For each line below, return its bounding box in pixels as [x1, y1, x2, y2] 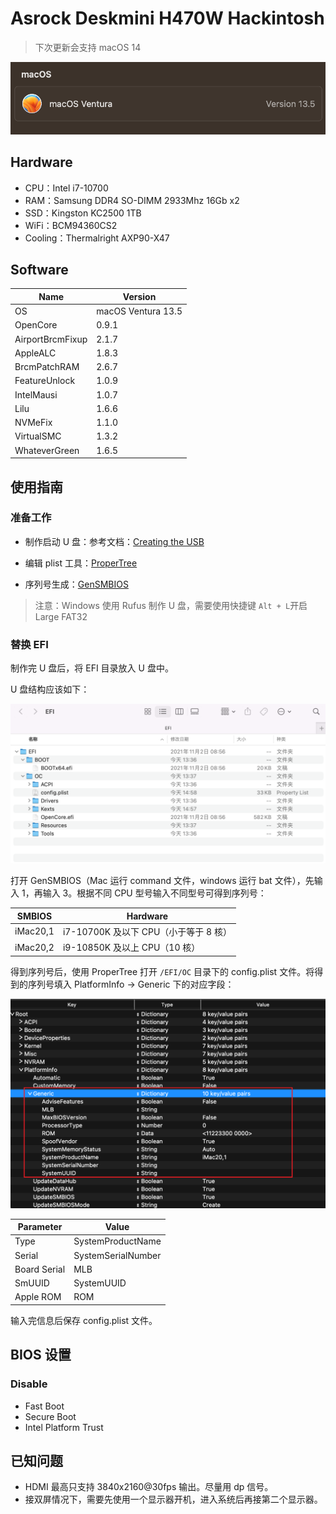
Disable [10, 1377, 48, 1391]
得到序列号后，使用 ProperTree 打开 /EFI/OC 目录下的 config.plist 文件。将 [10, 965, 315, 977]
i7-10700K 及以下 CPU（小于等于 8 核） [62, 925, 232, 937]
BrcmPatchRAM [14, 361, 80, 373]
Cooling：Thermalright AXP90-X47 [24, 232, 170, 244]
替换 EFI [10, 637, 49, 651]
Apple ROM [14, 1291, 62, 1303]
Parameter [17, 1221, 63, 1233]
